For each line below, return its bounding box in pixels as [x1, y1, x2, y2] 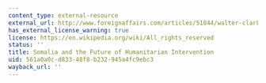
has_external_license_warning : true [8, 26, 129, 34]
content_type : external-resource [8, 11, 119, 20]
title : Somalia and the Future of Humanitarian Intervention [8, 48, 215, 56]
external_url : [8, 19, 55, 27]
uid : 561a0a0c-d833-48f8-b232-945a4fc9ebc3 [8, 56, 154, 64]
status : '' [8, 41, 44, 49]
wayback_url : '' [8, 63, 62, 71]
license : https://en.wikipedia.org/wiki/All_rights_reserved [8, 33, 215, 42]
